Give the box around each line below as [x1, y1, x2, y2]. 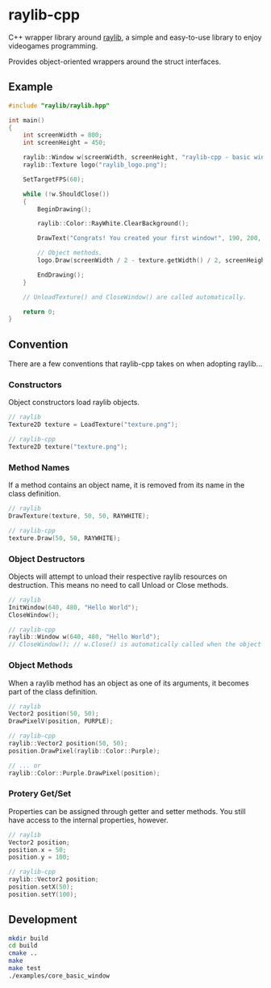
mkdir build [8, 934, 48, 943]
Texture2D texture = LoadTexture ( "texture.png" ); [8, 420, 179, 429]
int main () [8, 116, 45, 125]
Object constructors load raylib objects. [8, 398, 140, 407]
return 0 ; [23, 307, 56, 316]
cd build [8, 942, 38, 950]
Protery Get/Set [8, 788, 71, 800]
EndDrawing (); [37, 271, 85, 279]
